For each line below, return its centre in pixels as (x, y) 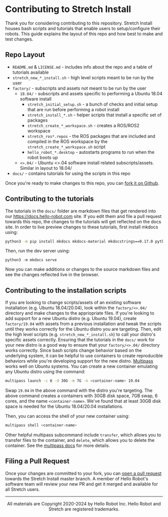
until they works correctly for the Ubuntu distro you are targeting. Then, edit (83, 329)
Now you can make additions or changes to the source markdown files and (82, 270)
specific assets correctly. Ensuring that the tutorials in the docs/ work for (80, 340)
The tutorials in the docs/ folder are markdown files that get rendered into (81, 211)
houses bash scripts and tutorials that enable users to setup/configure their (83, 28)
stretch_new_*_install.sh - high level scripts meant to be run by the (83, 77)
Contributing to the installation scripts (66, 290)
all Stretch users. (22, 489)
